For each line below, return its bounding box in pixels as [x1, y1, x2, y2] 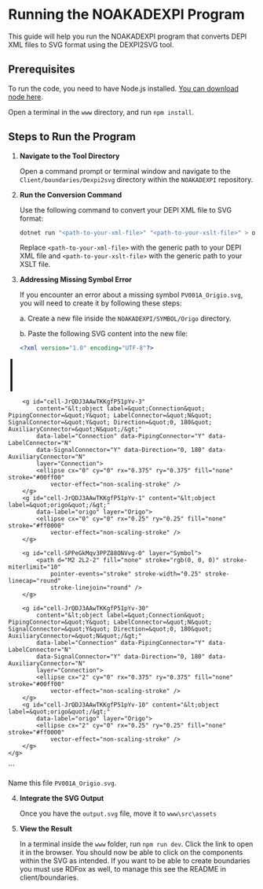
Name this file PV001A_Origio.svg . [8, 778, 117, 788]
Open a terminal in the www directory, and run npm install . [8, 107, 195, 117]
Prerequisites [8, 63, 75, 76]
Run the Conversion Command [19, 190, 122, 199]
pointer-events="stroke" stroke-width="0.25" [49, 570, 202, 578]
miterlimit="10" [8, 563, 61, 572]
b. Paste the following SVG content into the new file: [19, 329, 188, 339]
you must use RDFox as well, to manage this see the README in [19, 865, 226, 874]
